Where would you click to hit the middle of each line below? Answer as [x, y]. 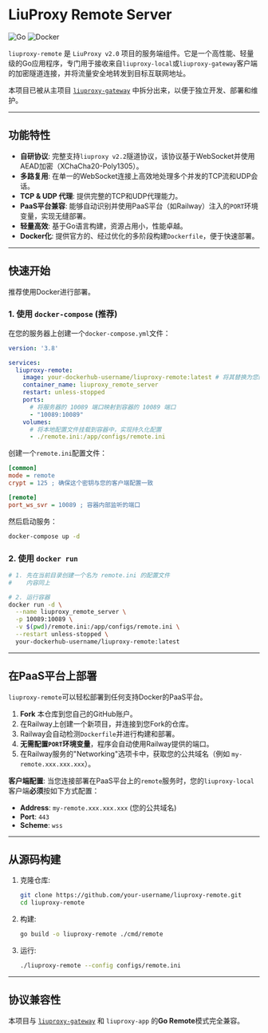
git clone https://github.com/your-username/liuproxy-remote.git [130, 896]
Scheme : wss [41, 825]
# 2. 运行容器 [29, 597]
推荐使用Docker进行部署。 [52, 291]
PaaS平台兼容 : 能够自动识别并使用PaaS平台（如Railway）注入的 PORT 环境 [139, 206]
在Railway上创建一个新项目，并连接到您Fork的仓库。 [106, 723]
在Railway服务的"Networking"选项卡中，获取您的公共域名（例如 [124, 754]
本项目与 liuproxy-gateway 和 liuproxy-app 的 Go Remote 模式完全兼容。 [126, 1020]
